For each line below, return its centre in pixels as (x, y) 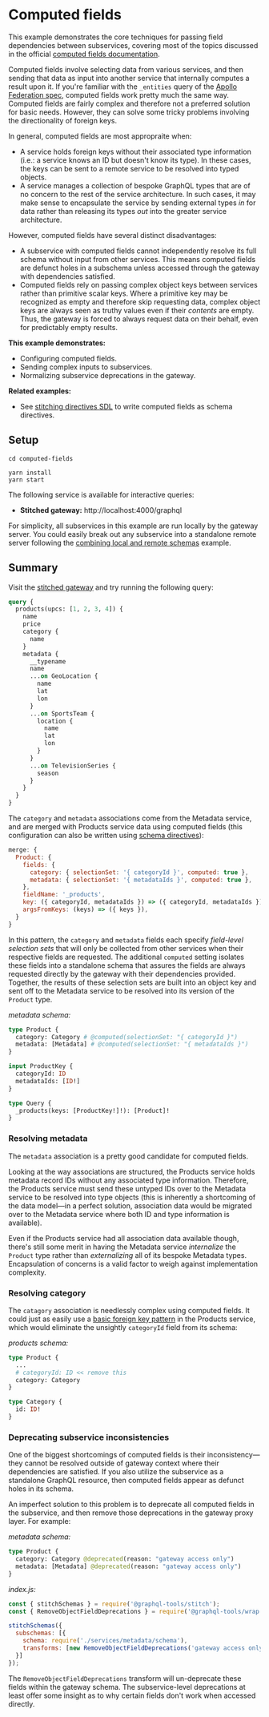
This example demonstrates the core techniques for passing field (116, 37)
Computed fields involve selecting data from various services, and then (126, 69)
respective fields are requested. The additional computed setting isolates (126, 957)
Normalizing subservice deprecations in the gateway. (108, 375)
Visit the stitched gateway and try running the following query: (111, 587)
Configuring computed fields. (68, 358)
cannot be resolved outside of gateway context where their (122, 1463)
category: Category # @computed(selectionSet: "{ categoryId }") (127, 1037)
